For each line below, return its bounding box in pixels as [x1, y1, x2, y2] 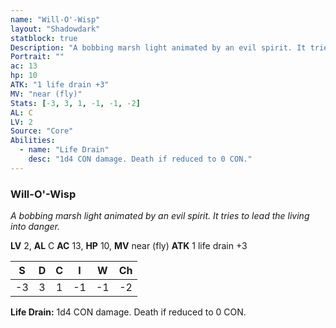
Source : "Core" [10, 126, 74, 136]
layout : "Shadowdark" [10, 24, 101, 34]
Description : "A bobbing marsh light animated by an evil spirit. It [10, 42, 307, 53]
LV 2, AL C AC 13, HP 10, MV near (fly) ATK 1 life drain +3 [10, 240, 248, 252]
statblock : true [10, 33, 78, 43]
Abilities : [10, 136, 56, 146]
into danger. [10, 221, 60, 233]
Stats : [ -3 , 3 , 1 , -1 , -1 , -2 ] [10, 98, 141, 108]
